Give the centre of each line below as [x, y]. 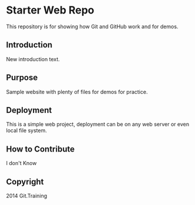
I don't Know [21, 163]
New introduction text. [33, 59]
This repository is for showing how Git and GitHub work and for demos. [92, 26]
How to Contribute [41, 149]
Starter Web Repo [50, 10]
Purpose [22, 78]
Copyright [25, 182]
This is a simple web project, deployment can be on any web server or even [98, 125]
